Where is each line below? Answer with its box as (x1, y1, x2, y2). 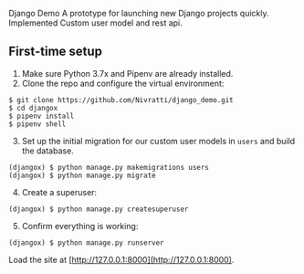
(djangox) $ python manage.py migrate (8, 171, 156, 180)
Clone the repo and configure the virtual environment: (21, 78, 225, 89)
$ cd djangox (8, 103, 58, 112)
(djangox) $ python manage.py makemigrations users (8, 163, 209, 172)
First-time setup (8, 44, 102, 59)
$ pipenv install (8, 111, 75, 121)
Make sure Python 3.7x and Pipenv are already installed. (21, 68, 234, 79)
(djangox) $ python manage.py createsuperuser (8, 205, 189, 214)
